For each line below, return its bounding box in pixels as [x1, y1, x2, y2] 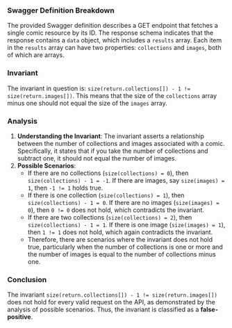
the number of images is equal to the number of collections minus [27, 249, 217, 259]
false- [200, 305, 219, 314]
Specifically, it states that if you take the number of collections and [17, 147, 208, 155]
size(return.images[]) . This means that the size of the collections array [7, 91, 217, 99]
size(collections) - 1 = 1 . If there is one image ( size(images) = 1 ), [27, 220, 226, 229]
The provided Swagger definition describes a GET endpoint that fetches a [7, 22, 219, 30]
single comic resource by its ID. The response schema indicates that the [7, 28, 214, 37]
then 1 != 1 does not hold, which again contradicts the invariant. [27, 228, 213, 236]
